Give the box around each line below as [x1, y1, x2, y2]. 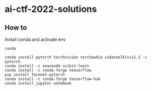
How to [4, 23, 27, 32]
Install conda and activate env [4, 36, 66, 42]
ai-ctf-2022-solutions [4, 3, 97, 15]
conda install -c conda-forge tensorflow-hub [4, 77, 100, 82]
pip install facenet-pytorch [4, 72, 65, 77]
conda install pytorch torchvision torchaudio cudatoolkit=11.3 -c [4, 55, 148, 60]
